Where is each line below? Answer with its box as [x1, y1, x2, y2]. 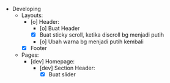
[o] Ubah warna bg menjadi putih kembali [39, 38, 144, 45]
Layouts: [21, 12, 43, 19]
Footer [30, 45, 47, 52]
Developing [12, 5, 42, 12]
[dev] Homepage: [30, 58, 75, 65]
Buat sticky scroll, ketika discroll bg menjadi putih [39, 31, 164, 38]
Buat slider [48, 71, 76, 78]
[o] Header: [30, 18, 60, 25]
